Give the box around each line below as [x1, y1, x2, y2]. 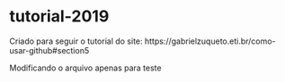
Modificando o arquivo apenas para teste [9, 62, 162, 73]
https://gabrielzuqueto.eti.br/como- [144, 36, 276, 46]
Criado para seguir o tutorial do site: [9, 36, 143, 46]
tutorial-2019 [9, 6, 110, 27]
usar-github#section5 [9, 45, 90, 55]
